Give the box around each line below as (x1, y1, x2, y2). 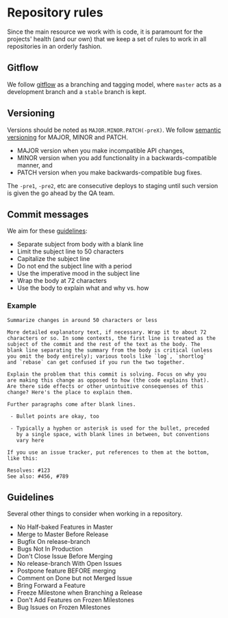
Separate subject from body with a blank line (16, 240, 144, 249)
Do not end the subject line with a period (16, 262, 132, 271)
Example (7, 301, 37, 310)
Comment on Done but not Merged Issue (16, 574, 133, 582)
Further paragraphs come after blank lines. (7, 400, 136, 408)
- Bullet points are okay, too (10, 413, 99, 420)
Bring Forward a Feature (16, 582, 86, 590)
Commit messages (7, 208, 89, 220)
